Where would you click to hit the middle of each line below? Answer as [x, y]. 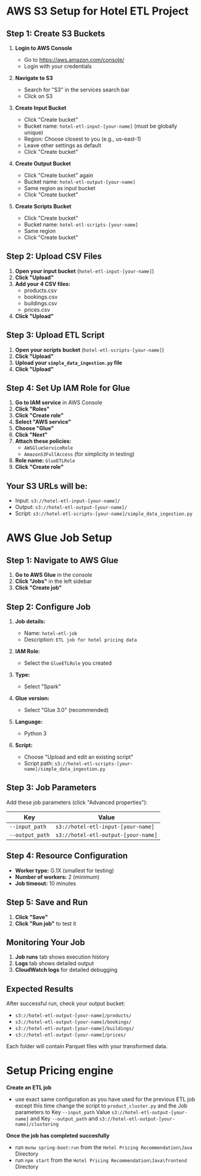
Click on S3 [38, 96]
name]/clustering [37, 1125]
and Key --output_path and [64, 1118]
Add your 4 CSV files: [43, 284]
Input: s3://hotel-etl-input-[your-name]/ [68, 500]
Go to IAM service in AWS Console [59, 403]
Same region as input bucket [59, 188]
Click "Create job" [38, 588]
